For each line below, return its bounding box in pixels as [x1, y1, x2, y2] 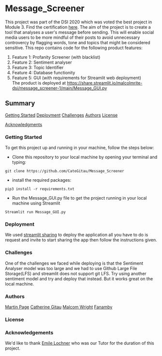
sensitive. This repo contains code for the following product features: [5, 45, 143, 51]
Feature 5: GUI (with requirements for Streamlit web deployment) [12, 75, 142, 81]
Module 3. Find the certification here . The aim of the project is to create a [5, 24, 151, 30]
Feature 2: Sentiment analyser [12, 59, 72, 65]
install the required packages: [12, 177, 72, 183]
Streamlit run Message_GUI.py [5, 210, 66, 215]
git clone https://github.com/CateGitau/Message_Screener [5, 169, 124, 174]
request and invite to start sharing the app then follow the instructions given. [5, 237, 157, 243]
